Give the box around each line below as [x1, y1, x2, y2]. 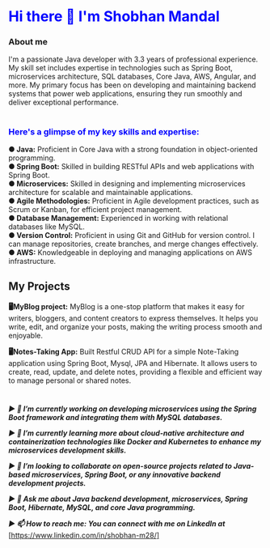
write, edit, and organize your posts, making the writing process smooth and [8, 321, 263, 331]
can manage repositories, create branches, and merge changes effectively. [8, 239, 259, 249]
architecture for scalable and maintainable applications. [8, 188, 193, 198]
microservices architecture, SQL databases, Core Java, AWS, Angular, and [8, 72, 256, 82]
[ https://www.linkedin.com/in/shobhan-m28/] [8, 530, 160, 541]
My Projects [8, 279, 70, 294]
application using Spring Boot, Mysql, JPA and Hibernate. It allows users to [8, 358, 257, 367]
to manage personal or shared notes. [8, 376, 132, 385]
